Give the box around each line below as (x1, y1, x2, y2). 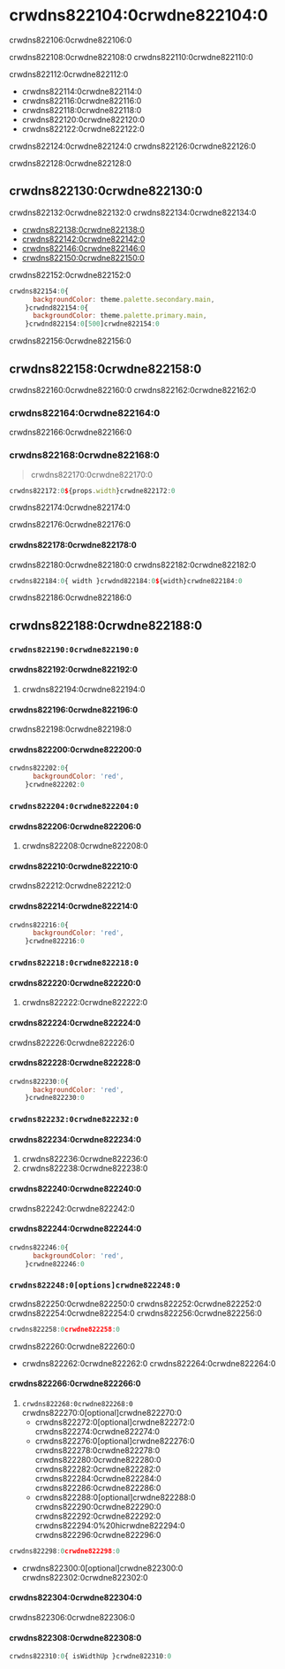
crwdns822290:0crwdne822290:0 (34, 1501, 161, 1511)
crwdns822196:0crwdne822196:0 (9, 704, 139, 715)
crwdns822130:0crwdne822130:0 (9, 183, 203, 199)
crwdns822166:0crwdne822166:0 (9, 427, 132, 438)
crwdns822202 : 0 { (9, 764, 69, 773)
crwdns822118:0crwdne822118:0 (21, 104, 142, 115)
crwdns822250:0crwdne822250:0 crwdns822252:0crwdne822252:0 (9, 1298, 262, 1309)
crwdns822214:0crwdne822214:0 (9, 900, 139, 911)
